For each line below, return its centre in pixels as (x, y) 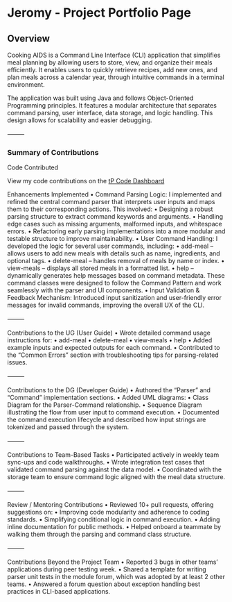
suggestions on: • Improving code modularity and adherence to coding (108, 512)
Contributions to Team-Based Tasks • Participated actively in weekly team (113, 455)
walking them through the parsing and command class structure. (99, 534)
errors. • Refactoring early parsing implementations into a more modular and (116, 231)
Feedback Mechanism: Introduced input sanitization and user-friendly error (114, 298)
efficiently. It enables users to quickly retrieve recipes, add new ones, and (113, 70)
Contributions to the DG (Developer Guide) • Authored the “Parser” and (109, 390)
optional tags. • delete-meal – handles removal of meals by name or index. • (116, 261)
